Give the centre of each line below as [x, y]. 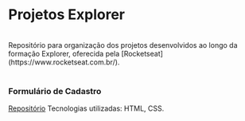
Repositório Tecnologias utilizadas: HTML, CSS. [86, 108]
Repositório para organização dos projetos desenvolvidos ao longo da [123, 45]
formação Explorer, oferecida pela [64, 53]
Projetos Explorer [67, 15]
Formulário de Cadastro [55, 91]
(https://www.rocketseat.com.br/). [64, 62]
